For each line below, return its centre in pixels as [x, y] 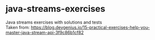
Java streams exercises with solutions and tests [54, 22]
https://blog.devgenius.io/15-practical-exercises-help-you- [90, 27]
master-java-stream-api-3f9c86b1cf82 [45, 32]
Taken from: [18, 27]
